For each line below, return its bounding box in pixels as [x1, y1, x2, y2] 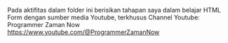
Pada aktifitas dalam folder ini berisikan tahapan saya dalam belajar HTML [7, 6, 221, 14]
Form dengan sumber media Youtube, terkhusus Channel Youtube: [7, 13, 200, 21]
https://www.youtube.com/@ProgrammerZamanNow [7, 28, 160, 36]
